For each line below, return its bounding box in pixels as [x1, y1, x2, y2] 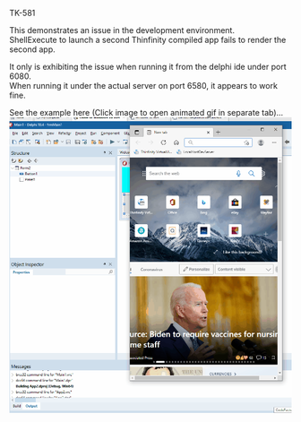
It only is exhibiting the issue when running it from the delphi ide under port [9, 62, 287, 72]
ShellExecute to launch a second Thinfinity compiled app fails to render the [9, 35, 287, 45]
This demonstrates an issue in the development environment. [9, 25, 236, 35]
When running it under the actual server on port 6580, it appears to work [9, 81, 278, 90]
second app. [9, 44, 56, 55]
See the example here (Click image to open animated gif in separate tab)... [9, 108, 284, 117]
